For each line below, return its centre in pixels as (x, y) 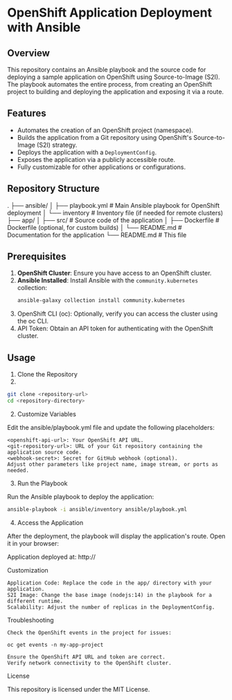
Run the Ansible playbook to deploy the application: (81, 496)
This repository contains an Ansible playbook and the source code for (107, 70)
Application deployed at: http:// (51, 557)
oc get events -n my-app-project (55, 645)
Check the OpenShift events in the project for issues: (89, 632)
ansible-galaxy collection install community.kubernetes (101, 300)
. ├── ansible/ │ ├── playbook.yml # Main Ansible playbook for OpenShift (114, 205)
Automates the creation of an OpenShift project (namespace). (105, 130)
